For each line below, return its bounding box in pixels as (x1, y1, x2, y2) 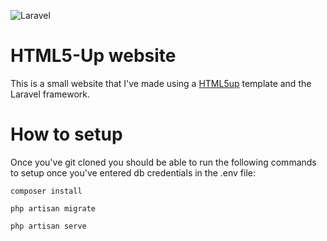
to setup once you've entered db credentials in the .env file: (10, 166, 256, 179)
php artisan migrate (10, 203, 97, 214)
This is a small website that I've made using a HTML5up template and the (10, 77, 312, 89)
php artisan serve (10, 221, 87, 231)
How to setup (10, 123, 123, 146)
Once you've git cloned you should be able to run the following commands (10, 156, 317, 168)
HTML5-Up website (10, 45, 177, 67)
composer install (10, 186, 83, 196)
